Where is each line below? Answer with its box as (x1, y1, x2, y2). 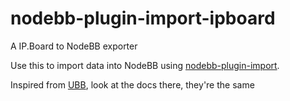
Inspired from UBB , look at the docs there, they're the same (10, 78, 255, 91)
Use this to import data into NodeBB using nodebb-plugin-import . (10, 59, 280, 71)
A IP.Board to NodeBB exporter (10, 40, 138, 52)
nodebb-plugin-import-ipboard (10, 7, 276, 30)
